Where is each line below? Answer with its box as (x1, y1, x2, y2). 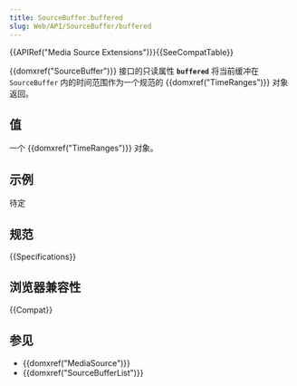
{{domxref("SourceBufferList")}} (22, 367, 144, 378)
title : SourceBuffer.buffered (9, 13, 124, 23)
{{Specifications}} (9, 251, 77, 262)
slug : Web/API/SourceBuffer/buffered (9, 22, 152, 31)
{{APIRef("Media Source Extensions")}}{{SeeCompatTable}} (9, 46, 234, 57)
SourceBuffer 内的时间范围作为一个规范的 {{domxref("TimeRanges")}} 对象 (9, 76, 289, 87)
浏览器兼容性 (9, 280, 81, 295)
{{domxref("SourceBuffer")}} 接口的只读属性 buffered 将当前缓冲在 (9, 65, 260, 76)
